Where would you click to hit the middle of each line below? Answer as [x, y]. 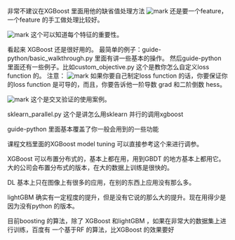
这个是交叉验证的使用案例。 [70, 99]
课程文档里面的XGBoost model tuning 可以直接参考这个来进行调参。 [105, 144]
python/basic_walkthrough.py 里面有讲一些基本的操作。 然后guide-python [114, 58]
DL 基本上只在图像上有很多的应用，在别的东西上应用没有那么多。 [101, 182]
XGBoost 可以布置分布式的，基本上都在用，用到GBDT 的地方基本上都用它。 [116, 159]
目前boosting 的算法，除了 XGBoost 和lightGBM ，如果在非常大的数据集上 [114, 221]
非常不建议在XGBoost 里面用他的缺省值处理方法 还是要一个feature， [117, 11]
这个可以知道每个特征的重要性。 [77, 35]
